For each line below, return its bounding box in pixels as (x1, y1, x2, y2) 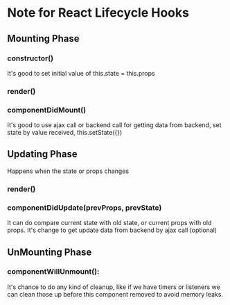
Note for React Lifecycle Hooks (7, 5, 189, 21)
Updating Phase (7, 148, 78, 160)
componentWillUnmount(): (7, 267, 100, 277)
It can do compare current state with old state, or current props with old (7, 219, 212, 227)
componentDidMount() (7, 105, 87, 115)
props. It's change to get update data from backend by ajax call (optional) (7, 226, 217, 234)
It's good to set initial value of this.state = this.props (7, 69, 155, 77)
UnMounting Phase (7, 246, 92, 258)
